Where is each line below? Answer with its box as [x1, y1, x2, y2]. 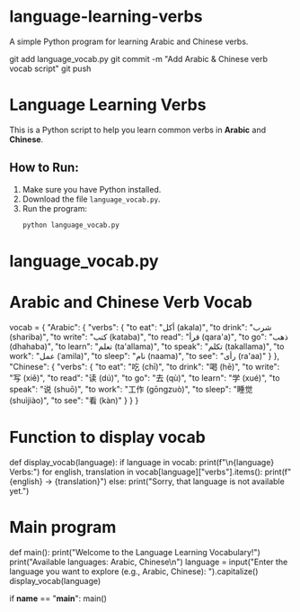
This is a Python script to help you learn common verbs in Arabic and [9, 124, 267, 135]
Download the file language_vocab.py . [22, 193, 161, 204]
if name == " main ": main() [9, 592, 108, 604]
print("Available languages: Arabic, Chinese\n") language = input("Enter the [9, 556, 288, 567]
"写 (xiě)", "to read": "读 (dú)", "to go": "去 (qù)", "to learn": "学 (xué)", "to [9, 372, 280, 383]
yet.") [9, 485, 30, 496]
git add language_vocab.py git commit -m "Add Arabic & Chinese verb [9, 53, 268, 64]
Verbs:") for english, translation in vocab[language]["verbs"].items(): [9, 466, 263, 477]
